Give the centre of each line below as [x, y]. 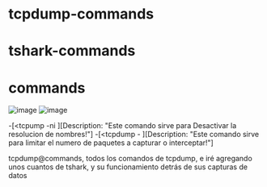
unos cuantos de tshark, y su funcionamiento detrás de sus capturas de [128, 167]
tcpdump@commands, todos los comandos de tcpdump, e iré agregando [130, 159]
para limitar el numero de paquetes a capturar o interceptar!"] [111, 143]
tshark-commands [72, 51]
